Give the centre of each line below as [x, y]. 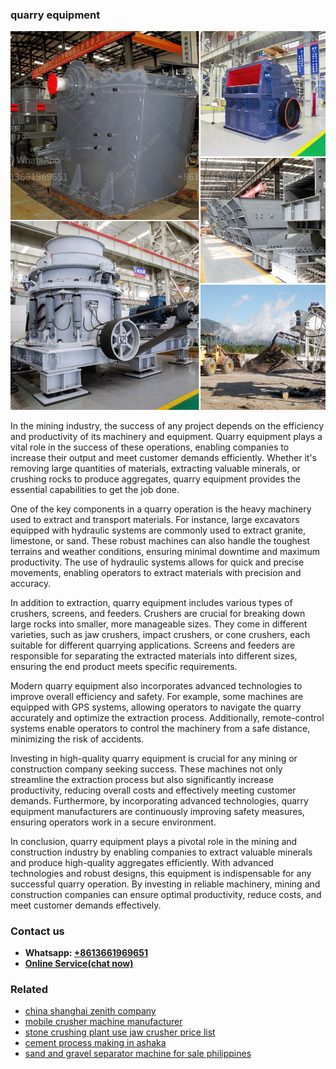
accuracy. [31, 583]
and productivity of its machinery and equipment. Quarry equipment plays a [166, 436]
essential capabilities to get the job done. [95, 489]
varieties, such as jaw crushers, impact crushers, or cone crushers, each [160, 634]
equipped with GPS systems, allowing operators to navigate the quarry [156, 707]
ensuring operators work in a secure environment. [113, 822]
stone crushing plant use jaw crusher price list [120, 1032]
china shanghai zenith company [90, 1011]
